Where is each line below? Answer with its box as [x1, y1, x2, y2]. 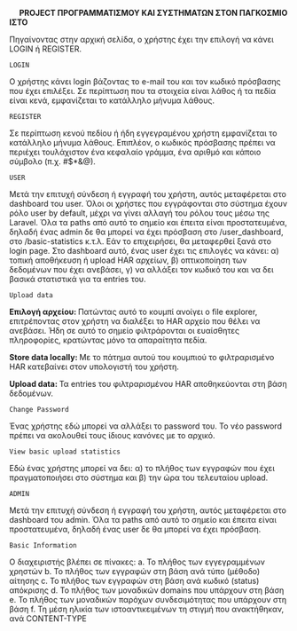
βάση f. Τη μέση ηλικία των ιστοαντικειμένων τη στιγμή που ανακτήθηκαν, [9, 603, 285, 614]
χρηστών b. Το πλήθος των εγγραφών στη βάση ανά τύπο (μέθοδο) [9, 566, 261, 576]
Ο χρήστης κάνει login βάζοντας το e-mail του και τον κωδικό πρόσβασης [9, 76, 281, 87]
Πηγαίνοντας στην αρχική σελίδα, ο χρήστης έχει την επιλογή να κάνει [9, 35, 275, 44]
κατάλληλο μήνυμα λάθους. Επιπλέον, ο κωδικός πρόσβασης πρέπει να [9, 138, 276, 147]
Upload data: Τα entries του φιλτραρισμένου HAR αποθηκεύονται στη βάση [9, 379, 287, 389]
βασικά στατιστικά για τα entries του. [9, 274, 146, 284]
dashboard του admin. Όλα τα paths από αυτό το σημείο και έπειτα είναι [9, 515, 277, 525]
